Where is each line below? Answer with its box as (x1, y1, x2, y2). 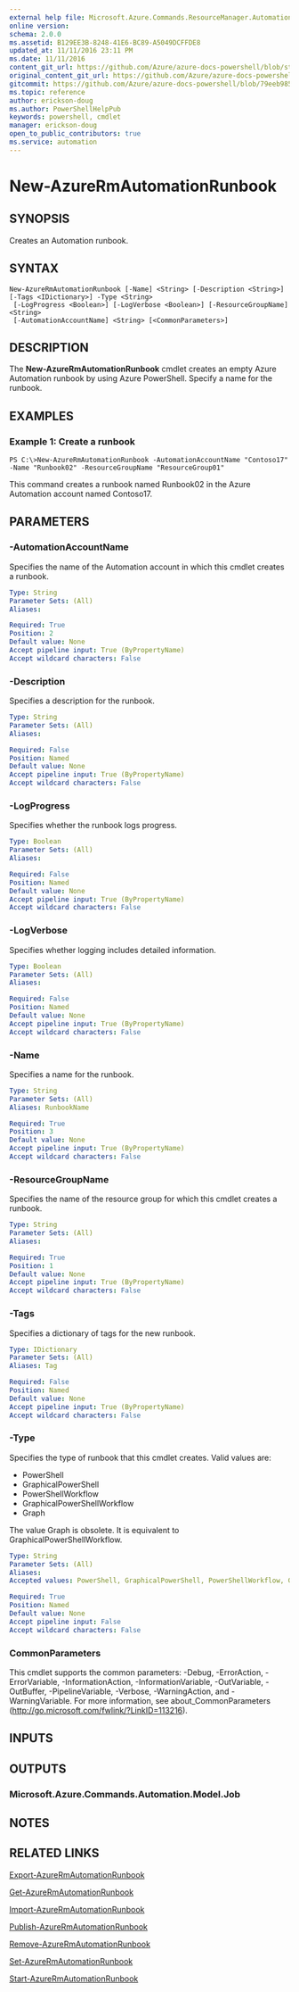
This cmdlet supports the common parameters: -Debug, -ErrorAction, (9, 1667, 264, 1678)
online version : (9, 21, 69, 30)
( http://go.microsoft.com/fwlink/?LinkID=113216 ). (9, 1706, 189, 1715)
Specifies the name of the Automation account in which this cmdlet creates (9, 561, 285, 572)
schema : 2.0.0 (9, 29, 62, 38)
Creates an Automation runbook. (9, 235, 129, 245)
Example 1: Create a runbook (9, 435, 136, 447)
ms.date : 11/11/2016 (9, 54, 86, 63)
